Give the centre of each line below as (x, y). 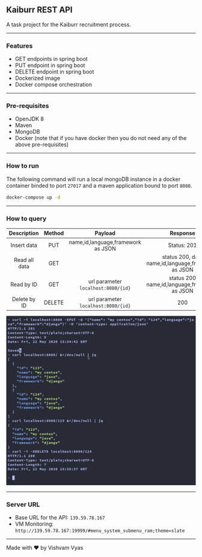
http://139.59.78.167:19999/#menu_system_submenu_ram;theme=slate (100, 531)
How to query (26, 218)
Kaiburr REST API (39, 10)
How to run (23, 166)
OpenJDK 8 (29, 119)
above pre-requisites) (42, 145)
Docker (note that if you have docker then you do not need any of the (101, 138)
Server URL (23, 504)
